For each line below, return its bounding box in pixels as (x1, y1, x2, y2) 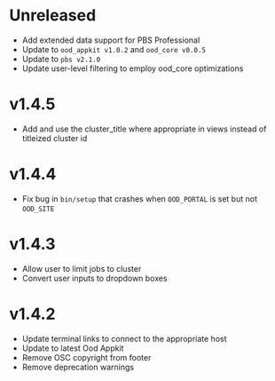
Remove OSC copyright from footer (21, 352, 152, 362)
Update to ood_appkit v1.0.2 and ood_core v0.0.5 (21, 44, 207, 54)
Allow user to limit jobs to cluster (21, 263, 142, 274)
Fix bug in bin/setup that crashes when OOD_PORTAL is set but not (21, 193, 257, 204)
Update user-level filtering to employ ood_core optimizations (21, 63, 244, 74)
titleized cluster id (21, 132, 88, 143)
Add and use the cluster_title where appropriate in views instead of (21, 123, 267, 134)
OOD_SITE (21, 204, 55, 213)
